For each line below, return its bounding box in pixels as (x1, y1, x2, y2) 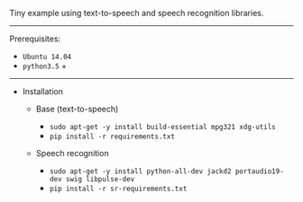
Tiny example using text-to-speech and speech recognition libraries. (9, 8, 264, 18)
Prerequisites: (9, 33, 61, 44)
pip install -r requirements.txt (49, 132, 176, 141)
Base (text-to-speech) (35, 103, 119, 114)
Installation (22, 86, 64, 97)
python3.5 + (22, 60, 68, 71)
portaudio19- (234, 167, 284, 176)
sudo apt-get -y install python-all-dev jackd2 (49, 167, 232, 176)
